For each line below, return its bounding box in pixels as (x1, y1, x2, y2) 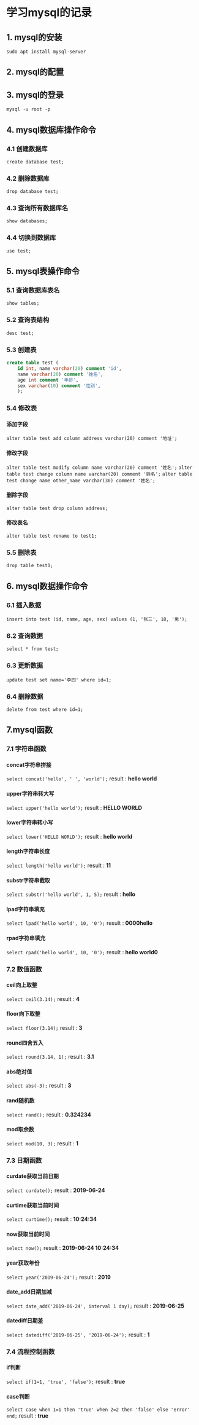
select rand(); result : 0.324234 (6, 1110, 91, 1118)
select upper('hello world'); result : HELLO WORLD (6, 804, 143, 811)
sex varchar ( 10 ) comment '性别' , (17, 382, 101, 389)
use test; (6, 248, 32, 254)
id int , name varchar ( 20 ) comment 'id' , (17, 365, 122, 372)
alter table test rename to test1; (6, 533, 97, 540)
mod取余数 (6, 1126, 35, 1133)
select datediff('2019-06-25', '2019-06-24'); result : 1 (6, 1331, 150, 1338)
